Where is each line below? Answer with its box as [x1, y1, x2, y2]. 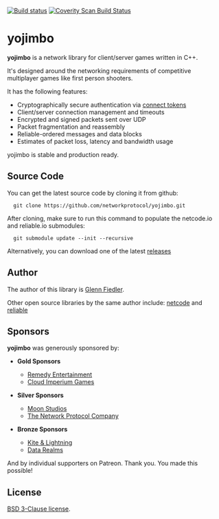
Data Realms [27, 446, 64, 454]
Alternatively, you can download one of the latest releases [7, 246, 172, 255]
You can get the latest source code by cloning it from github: [7, 189, 178, 197]
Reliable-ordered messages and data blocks [16, 129, 142, 138]
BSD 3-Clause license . [7, 505, 71, 513]
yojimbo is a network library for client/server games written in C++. [7, 53, 198, 61]
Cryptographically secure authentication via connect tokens [16, 100, 187, 109]
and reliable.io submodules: [7, 221, 86, 230]
